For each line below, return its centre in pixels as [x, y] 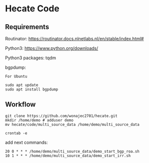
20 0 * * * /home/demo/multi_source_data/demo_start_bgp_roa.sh [72, 151]
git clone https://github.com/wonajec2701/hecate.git [61, 116]
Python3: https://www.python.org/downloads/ [52, 48]
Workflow [20, 104]
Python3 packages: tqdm [31, 58]
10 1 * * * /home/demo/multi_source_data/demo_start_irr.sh [68, 156]
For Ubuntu [16, 77]
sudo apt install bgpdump [31, 89]
